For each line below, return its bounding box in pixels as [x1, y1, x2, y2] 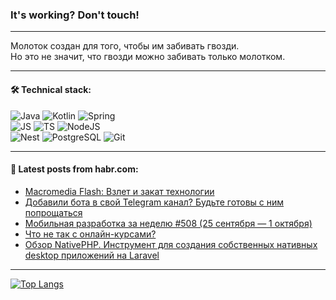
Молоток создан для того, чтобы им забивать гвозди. [10, 40, 240, 52]
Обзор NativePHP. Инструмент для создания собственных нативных [24, 238, 318, 250]
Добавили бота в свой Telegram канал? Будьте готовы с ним [24, 196, 285, 208]
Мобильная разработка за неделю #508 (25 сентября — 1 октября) [24, 217, 313, 229]
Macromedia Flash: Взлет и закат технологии [24, 185, 215, 197]
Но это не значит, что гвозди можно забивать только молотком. [10, 51, 286, 63]
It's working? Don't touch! [10, 8, 140, 22]
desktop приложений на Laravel [24, 249, 160, 261]
